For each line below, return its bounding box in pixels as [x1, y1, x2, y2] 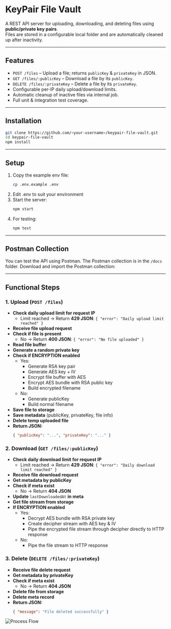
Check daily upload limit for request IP [12, 310, 95, 316]
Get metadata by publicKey [12, 477, 72, 483]
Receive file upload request [12, 325, 72, 331]
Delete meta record [12, 594, 54, 600]
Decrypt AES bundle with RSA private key [27, 515, 116, 521]
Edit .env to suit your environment [12, 191, 84, 197]
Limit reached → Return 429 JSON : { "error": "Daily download [20, 462, 155, 468]
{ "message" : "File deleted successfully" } [12, 609, 109, 614]
